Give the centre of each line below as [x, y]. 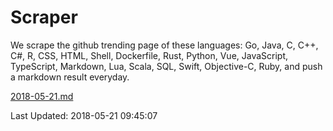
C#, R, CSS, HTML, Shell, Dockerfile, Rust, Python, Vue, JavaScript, [149, 55]
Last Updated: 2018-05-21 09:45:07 [84, 115]
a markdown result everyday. [70, 77]
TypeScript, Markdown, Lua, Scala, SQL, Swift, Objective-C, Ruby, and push [166, 66]
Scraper [44, 17]
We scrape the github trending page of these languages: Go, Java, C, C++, [164, 45]
